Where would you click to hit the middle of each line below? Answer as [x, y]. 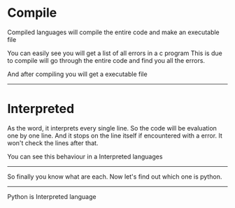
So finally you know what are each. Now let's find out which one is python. [115, 177]
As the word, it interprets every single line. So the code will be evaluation [112, 128]
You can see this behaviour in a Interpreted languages [85, 156]
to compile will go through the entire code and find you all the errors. [106, 60]
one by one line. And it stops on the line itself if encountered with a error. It [115, 135]
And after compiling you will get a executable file [78, 74]
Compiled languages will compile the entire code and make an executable [114, 32]
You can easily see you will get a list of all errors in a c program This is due [115, 53]
